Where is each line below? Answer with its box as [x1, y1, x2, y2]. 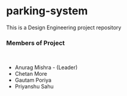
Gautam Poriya [14, 76, 52, 84]
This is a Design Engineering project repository [6, 24, 122, 31]
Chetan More [14, 70, 48, 78]
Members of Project [6, 39, 65, 47]
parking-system [6, 4, 88, 18]
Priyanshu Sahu [14, 83, 54, 90]
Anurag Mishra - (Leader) [14, 64, 78, 71]
